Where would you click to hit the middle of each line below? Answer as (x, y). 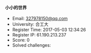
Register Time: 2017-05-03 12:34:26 (49, 30)
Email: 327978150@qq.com (40, 18)
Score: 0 (21, 40)
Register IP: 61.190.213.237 (39, 35)
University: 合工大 (30, 24)
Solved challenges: (31, 45)
